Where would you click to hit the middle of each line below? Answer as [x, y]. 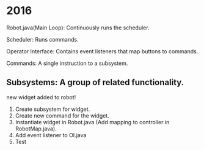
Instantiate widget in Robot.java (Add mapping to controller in [92, 122]
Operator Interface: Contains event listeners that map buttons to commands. [102, 51]
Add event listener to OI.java [51, 135]
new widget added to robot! [41, 97]
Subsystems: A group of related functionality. [95, 82]
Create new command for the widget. [62, 115]
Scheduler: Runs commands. [42, 39]
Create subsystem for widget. [53, 109]
